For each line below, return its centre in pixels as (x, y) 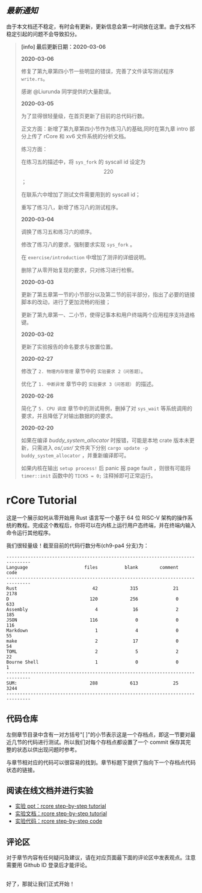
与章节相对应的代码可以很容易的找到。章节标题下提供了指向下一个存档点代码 (101, 762)
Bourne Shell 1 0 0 (93, 662)
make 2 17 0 (93, 641)
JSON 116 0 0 (93, 620)
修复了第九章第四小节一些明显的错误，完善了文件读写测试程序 (97, 71)
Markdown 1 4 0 (93, 630)
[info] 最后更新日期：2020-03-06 (63, 46)
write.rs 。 (35, 78)
